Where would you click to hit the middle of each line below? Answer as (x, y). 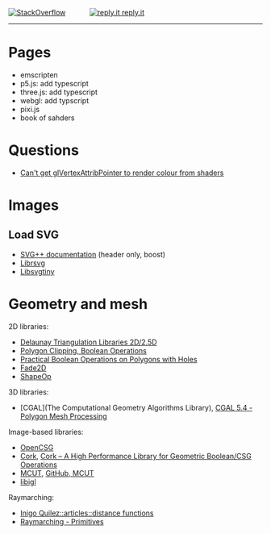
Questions (44, 150)
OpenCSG (37, 447)
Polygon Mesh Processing (63, 416)
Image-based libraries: (46, 432)
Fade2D (33, 368)
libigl (28, 482)
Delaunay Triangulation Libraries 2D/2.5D (88, 342)
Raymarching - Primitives (62, 521)
